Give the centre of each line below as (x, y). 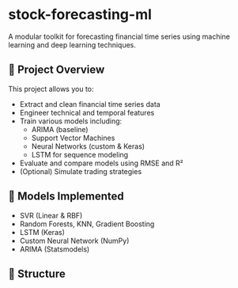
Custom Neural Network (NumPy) (74, 241)
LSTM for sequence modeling (80, 154)
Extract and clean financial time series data (90, 104)
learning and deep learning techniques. (72, 44)
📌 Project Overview (57, 70)
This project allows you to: (51, 89)
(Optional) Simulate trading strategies (81, 171)
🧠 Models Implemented (66, 197)
